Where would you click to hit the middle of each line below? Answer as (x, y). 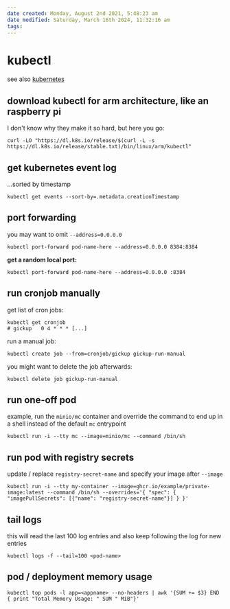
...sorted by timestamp (39, 184)
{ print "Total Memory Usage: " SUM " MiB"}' (73, 599)
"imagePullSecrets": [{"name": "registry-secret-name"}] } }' (98, 498)
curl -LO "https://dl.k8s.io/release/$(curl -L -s (81, 141)
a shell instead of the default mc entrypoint (67, 424)
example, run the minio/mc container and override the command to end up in (115, 417)
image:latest (26, 493)
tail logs (24, 519)
